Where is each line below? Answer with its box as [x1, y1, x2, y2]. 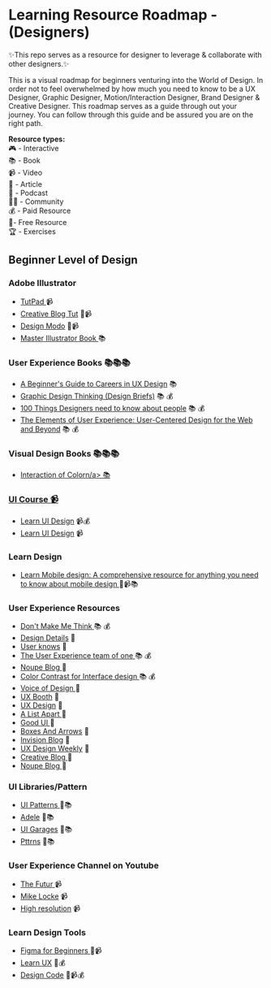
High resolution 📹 [19, 903, 81, 913]
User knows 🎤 [19, 642, 67, 652]
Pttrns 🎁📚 [19, 837, 55, 847]
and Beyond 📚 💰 [19, 424, 80, 434]
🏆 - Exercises [8, 226, 57, 236]
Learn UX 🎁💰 [19, 958, 67, 968]
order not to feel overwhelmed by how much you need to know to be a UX [8, 84, 256, 93]
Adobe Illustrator [8, 278, 77, 289]
